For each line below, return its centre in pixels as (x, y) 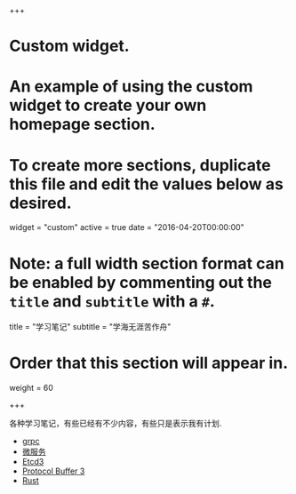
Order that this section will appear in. (149, 363)
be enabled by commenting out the (141, 282)
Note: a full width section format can (147, 263)
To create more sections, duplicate (140, 165)
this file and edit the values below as (147, 184)
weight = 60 (31, 388)
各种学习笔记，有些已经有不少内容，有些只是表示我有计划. (116, 424)
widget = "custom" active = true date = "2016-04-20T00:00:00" (127, 227)
